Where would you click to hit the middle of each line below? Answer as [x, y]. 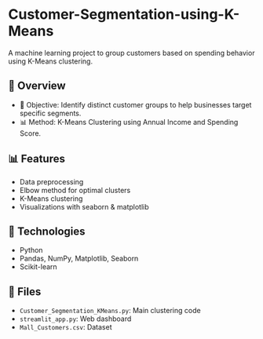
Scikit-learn [38, 267]
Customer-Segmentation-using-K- [124, 15]
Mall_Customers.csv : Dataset [66, 327]
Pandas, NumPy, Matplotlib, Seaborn [79, 259]
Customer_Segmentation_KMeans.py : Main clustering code [110, 311]
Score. [30, 133]
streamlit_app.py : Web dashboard [75, 319]
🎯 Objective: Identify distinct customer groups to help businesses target [135, 104]
